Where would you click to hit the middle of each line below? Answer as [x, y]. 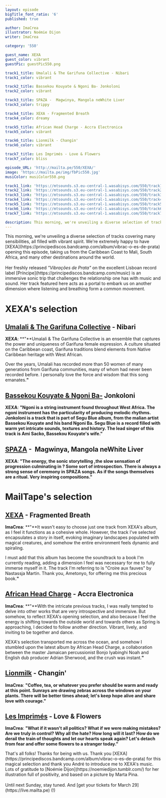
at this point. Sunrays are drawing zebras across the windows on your [78, 690]
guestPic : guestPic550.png [33, 64]
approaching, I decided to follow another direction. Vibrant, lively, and [76, 627]
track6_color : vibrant [28, 145]
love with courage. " [26, 701]
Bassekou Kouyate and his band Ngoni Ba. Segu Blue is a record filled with [83, 423]
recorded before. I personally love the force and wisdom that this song [77, 375]
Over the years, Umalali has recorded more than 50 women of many [74, 364]
